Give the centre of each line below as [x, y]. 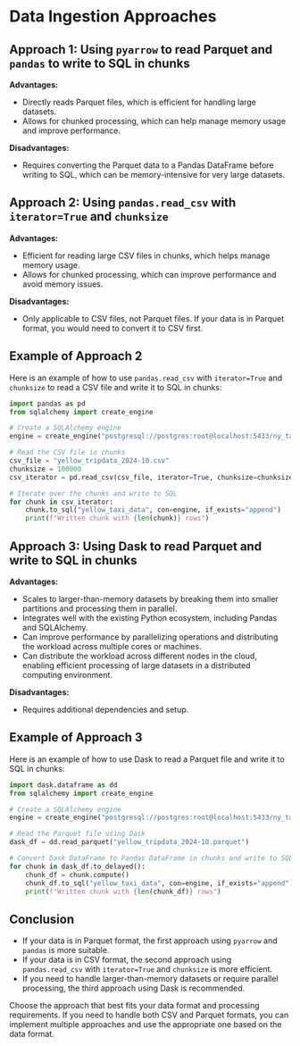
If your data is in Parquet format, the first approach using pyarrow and [150, 941]
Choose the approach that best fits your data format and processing [135, 1006]
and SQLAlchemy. [55, 627]
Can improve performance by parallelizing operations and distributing [150, 637]
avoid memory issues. [62, 284]
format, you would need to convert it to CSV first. [112, 328]
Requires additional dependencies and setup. [105, 709]
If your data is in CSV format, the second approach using [127, 960]
